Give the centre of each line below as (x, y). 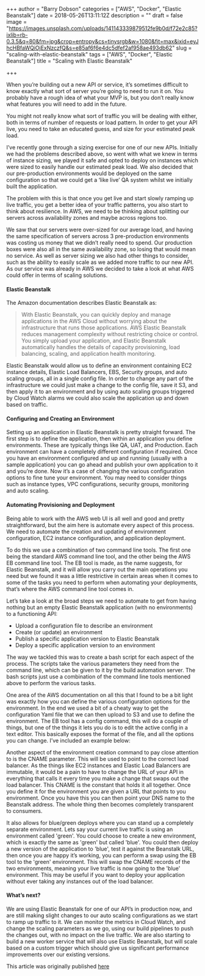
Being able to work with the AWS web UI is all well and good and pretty (95, 518)
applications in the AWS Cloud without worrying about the (94, 321)
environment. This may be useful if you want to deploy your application (95, 874)
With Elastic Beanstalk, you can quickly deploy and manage (96, 315)
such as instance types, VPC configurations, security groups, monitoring (98, 484)
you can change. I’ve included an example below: (68, 740)
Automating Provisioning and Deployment (60, 505)
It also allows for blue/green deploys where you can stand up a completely (100, 822)
